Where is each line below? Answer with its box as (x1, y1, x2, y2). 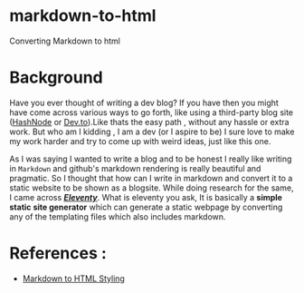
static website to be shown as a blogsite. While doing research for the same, (9, 182, 294, 193)
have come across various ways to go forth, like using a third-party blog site (9, 106, 294, 118)
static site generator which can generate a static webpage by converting (9, 201, 283, 212)
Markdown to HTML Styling (22, 273, 125, 284)
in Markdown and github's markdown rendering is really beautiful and (9, 162, 261, 173)
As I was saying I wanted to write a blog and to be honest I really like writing (9, 153, 292, 164)
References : (9, 243, 107, 264)
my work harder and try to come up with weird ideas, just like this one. (9, 135, 271, 146)
